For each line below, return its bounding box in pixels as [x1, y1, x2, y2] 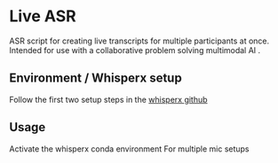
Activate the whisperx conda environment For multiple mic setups [9, 144, 250, 154]
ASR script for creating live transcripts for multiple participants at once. [9, 35, 270, 46]
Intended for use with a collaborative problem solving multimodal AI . [9, 44, 261, 55]
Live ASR [9, 6, 77, 27]
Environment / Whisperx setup [9, 71, 182, 86]
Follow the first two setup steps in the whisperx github [9, 94, 208, 105]
